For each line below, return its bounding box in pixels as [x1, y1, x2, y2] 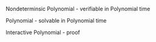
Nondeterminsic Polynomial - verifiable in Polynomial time [5, 5, 151, 12]
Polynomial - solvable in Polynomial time [5, 17, 107, 24]
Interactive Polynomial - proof [5, 29, 80, 36]
